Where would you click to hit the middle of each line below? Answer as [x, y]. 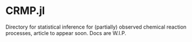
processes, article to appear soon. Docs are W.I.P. [66, 33]
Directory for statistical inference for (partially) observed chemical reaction [96, 27]
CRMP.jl [25, 11]
